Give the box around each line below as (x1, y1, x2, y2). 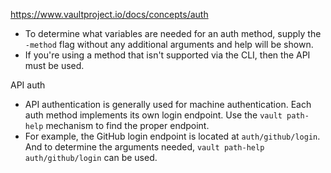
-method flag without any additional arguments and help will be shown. (24, 39, 314, 50)
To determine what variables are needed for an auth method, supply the (24, 28, 322, 39)
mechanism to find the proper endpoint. (45, 120, 210, 131)
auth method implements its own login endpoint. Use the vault (24, 109, 283, 121)
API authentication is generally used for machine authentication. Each (24, 99, 312, 110)
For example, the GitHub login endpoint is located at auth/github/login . (24, 130, 321, 142)
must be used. (24, 60, 85, 71)
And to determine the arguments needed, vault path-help (24, 141, 265, 153)
